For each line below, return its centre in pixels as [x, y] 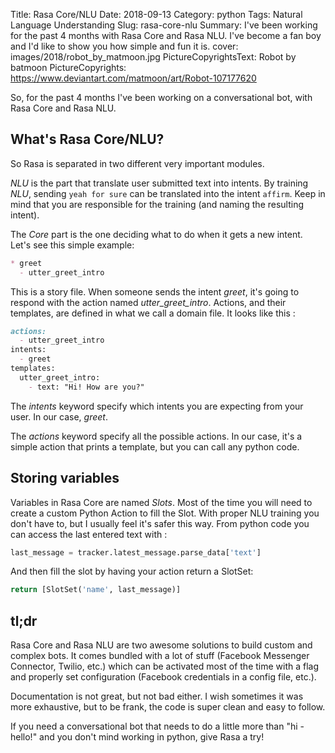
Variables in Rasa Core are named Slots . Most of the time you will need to [161, 502]
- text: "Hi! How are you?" [86, 387]
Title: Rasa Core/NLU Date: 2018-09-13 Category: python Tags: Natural [156, 14]
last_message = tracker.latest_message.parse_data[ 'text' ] [136, 552]
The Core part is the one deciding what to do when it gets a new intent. [156, 234]
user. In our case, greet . [59, 416]
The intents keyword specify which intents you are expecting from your [157, 406]
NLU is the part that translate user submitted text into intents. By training [159, 183]
